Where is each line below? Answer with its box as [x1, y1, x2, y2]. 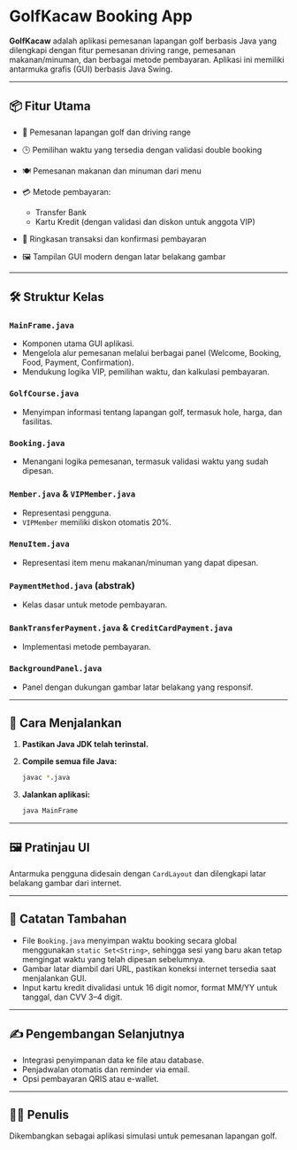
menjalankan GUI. [21, 972, 87, 984]
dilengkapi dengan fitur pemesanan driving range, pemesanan [9, 44, 236, 55]
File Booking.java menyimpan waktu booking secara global [21, 935, 237, 945]
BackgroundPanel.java [9, 664, 103, 674]
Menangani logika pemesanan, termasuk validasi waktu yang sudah [21, 456, 269, 467]
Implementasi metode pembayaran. [21, 642, 152, 652]
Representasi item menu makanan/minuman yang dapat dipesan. [21, 557, 259, 567]
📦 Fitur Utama [9, 99, 91, 114]
